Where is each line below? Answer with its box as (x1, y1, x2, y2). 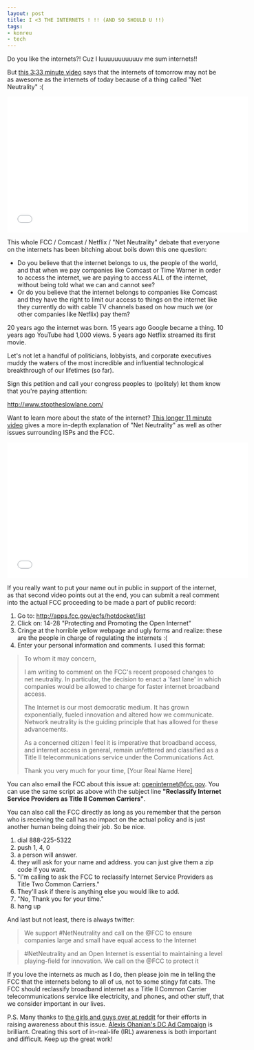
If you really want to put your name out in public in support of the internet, (7, 584, 217, 592)
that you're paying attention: (7, 387, 87, 396)
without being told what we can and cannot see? (17, 281, 155, 289)
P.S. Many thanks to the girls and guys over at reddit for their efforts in (7, 1013, 207, 1022)
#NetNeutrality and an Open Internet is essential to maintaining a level (23, 950, 222, 958)
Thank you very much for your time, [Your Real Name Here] (23, 767, 193, 775)
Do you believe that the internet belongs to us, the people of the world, (17, 259, 218, 267)
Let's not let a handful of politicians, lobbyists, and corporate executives (7, 351, 212, 360)
